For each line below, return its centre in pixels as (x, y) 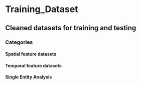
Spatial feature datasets (31, 54)
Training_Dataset (42, 9)
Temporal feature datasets (33, 65)
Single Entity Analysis (29, 77)
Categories (19, 42)
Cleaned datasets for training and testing (71, 28)
